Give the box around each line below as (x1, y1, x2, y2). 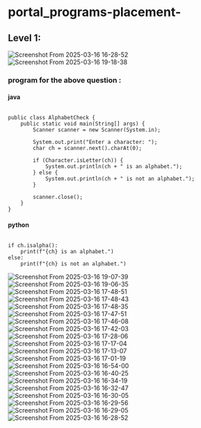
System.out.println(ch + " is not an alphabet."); (45, 175, 195, 182)
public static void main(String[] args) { (20, 120, 145, 128)
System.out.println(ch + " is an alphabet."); (45, 163, 183, 170)
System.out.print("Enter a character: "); (33, 139, 158, 146)
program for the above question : (8, 75, 122, 84)
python (8, 221, 30, 229)
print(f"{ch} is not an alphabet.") (20, 260, 127, 267)
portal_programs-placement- (8, 4, 182, 20)
